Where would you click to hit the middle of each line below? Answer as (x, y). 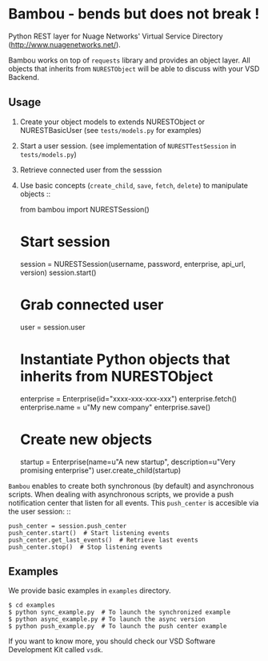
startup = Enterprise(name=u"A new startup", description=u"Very (128, 461)
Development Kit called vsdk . (56, 650)
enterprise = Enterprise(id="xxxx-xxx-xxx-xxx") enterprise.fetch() (128, 398)
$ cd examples (32, 606)
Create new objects (86, 439)
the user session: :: (40, 511)
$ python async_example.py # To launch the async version (107, 619)
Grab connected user (92, 304)
